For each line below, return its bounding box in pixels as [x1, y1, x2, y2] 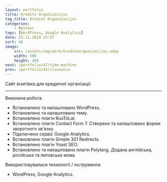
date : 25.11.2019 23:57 [5, 35, 55, 40]
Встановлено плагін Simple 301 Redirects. [12, 136, 100, 142]
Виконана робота [5, 95, 42, 101]
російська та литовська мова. [12, 152, 76, 158]
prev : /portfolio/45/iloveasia [5, 67, 70, 72]
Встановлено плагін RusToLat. [12, 115, 76, 121]
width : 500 [14, 53, 37, 59]
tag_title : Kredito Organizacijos [5, 16, 77, 21]
